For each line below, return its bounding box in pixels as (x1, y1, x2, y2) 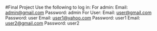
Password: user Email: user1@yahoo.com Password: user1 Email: (5, 15, 140, 20)
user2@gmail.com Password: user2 (5, 20, 80, 26)
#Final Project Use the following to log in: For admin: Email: (5, 4, 128, 10)
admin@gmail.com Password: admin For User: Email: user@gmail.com (5, 9, 152, 15)
